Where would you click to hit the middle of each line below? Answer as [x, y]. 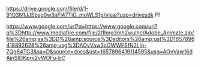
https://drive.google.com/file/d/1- [47, 9]
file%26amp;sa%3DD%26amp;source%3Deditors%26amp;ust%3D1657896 [100, 39]
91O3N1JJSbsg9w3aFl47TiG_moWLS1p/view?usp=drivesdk [80, 15]
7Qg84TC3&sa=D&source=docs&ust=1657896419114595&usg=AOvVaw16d [100, 52]
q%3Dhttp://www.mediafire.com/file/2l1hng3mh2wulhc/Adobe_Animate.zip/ [100, 33]
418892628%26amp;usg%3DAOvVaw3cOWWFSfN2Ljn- [76, 45]
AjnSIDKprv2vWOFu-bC [36, 58]
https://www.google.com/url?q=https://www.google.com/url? [82, 26]
